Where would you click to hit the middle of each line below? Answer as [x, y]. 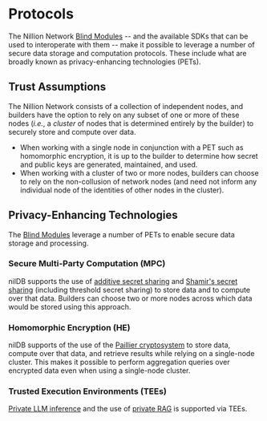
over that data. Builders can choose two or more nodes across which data [130, 298]
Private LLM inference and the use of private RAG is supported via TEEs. [128, 409]
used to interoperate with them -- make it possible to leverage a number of [131, 44]
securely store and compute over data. [72, 132]
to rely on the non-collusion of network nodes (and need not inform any [138, 181]
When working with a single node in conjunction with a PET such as [131, 147]
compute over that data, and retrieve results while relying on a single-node [131, 354]
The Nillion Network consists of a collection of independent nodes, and [126, 106]
